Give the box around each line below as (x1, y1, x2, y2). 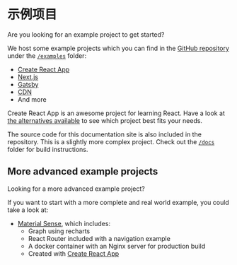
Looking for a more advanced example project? (7, 184, 145, 193)
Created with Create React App (28, 249, 120, 258)
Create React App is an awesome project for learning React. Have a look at (7, 109, 225, 117)
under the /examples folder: (7, 51, 87, 60)
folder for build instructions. (7, 145, 88, 153)
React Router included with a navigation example (28, 234, 171, 242)
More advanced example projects (7, 165, 158, 177)
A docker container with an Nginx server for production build (28, 242, 206, 250)
